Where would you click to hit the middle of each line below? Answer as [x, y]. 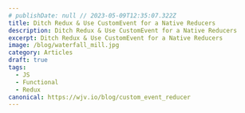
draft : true [28, 60]
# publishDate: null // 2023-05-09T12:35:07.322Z [93, 16]
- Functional [37, 82]
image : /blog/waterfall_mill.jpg [64, 45]
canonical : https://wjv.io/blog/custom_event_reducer [100, 97]
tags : [17, 68]
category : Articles [41, 53]
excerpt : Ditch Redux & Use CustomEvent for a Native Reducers [116, 38]
